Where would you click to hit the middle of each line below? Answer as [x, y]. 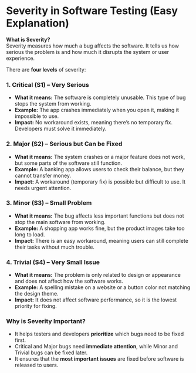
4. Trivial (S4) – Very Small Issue [53, 262]
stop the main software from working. [60, 222]
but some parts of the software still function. [68, 163]
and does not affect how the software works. [69, 281]
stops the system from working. [53, 104]
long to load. [30, 234]
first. [20, 340]
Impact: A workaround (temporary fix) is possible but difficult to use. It [100, 182]
